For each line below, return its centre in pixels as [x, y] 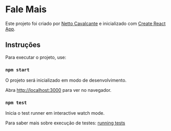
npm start [17, 70]
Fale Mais [26, 9]
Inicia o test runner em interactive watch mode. [55, 113]
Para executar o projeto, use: [36, 57]
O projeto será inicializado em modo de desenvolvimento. [66, 81]
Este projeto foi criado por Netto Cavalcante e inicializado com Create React [85, 23]
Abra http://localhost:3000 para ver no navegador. [58, 90]
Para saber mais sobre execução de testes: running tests [65, 123]
